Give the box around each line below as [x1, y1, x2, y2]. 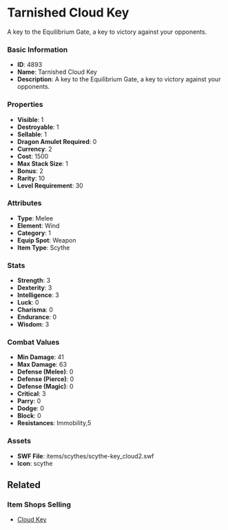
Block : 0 [17, 411, 41, 420]
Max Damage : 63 [17, 360, 68, 369]
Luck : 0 [17, 298, 39, 307]
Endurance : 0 [17, 313, 57, 321]
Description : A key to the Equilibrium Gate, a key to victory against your [17, 75, 221, 83]
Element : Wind [17, 221, 60, 230]
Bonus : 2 [17, 167, 43, 175]
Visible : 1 [17, 115, 44, 123]
